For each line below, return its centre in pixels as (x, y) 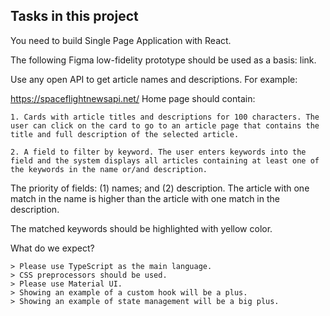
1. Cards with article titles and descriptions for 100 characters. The (165, 117)
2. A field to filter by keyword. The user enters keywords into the (158, 152)
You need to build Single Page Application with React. (121, 40)
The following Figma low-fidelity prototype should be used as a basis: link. (163, 60)
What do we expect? (52, 248)
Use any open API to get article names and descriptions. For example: (154, 79)
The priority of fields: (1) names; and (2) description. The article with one (160, 188)
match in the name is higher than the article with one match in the (145, 198)
